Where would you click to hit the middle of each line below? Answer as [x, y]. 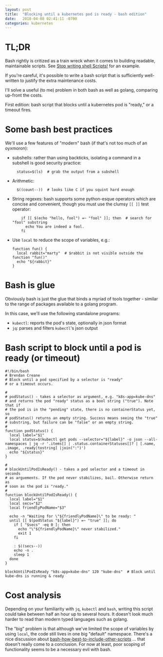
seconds [13, 474]
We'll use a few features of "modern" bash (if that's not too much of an [76, 143]
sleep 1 [21, 555]
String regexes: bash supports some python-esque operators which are [84, 199]
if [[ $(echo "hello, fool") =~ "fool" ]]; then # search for [86, 218]
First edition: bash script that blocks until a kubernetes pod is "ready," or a [80, 105]
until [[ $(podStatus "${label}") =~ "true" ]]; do [63, 520]
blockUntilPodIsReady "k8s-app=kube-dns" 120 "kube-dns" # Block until [80, 572]
